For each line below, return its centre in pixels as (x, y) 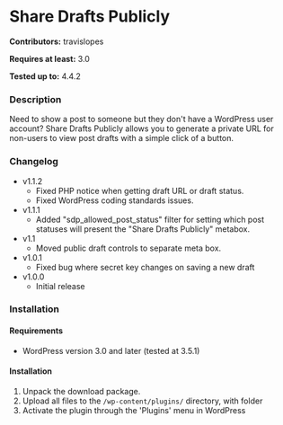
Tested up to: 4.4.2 (45, 76)
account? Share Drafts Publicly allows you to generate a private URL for (141, 128)
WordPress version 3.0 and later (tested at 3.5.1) (111, 350)
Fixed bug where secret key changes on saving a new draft (145, 267)
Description (35, 99)
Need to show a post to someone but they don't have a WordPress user (141, 120)
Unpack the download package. (81, 391)
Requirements (36, 331)
